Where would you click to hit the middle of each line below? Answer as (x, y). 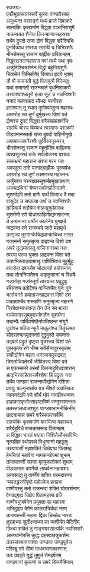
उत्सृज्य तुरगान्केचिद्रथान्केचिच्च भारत (40, 235)
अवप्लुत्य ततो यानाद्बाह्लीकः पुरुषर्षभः (39, 168)
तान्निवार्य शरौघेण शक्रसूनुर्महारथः (35, 208)
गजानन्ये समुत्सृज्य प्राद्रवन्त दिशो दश (39, 241)
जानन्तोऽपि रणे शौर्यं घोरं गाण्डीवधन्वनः (41, 395)
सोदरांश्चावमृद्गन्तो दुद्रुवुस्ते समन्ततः (38, 335)
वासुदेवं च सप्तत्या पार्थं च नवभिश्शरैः (38, 201)
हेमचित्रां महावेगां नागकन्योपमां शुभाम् (38, 455)
